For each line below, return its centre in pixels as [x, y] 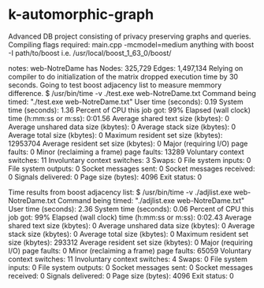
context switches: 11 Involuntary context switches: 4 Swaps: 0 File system [128, 259]
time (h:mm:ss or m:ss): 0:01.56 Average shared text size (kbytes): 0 [119, 118]
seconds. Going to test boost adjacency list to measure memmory [115, 85]
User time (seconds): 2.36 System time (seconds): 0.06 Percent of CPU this [131, 209]
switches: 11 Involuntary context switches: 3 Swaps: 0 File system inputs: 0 [130, 160]
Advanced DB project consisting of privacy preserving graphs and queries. [130, 36]
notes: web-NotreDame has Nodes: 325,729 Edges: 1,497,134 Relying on [126, 68]
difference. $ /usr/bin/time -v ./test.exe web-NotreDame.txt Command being [132, 93]
